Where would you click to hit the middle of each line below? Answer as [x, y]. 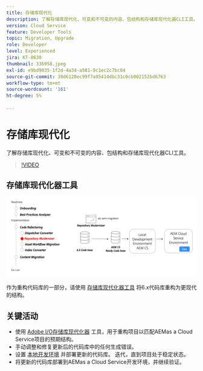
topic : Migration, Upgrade [40, 38]
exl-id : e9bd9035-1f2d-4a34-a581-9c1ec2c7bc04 [66, 70]
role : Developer [27, 45]
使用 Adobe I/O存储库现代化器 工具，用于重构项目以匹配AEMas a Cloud [104, 332]
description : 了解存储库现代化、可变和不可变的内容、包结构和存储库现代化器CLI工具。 [102, 19]
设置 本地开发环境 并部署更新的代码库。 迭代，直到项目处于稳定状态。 [102, 355]
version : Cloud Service [36, 25]
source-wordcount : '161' [37, 90]
